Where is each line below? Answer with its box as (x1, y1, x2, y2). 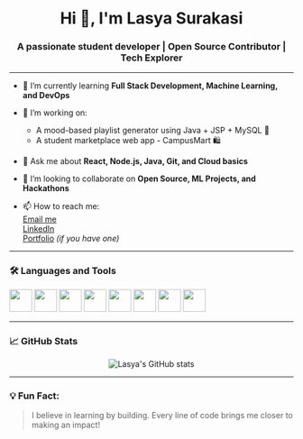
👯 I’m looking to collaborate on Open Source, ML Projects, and (22, 173, 257, 184)
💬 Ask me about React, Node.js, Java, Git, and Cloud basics (22, 156, 248, 167)
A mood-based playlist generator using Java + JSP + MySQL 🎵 (35, 125, 271, 136)
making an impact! (31, 419, 101, 431)
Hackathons (22, 183, 69, 194)
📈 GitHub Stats (9, 334, 78, 347)
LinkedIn (22, 224, 55, 234)
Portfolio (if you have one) (22, 233, 120, 244)
